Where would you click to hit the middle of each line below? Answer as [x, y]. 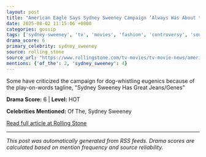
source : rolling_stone [35, 52]
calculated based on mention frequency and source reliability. [85, 147]
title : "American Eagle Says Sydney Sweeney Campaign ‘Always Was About [101, 18]
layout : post [23, 12]
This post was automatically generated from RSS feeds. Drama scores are [101, 140]
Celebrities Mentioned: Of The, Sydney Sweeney [69, 111]
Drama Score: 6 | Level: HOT [44, 99]
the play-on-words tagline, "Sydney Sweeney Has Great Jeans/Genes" [96, 87]
